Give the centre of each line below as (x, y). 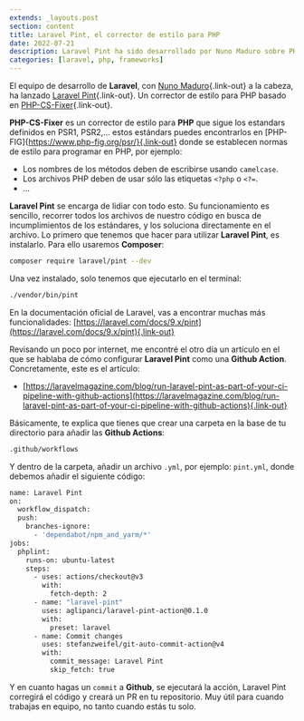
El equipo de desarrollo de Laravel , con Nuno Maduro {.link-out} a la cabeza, (152, 86)
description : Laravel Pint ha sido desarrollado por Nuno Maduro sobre (147, 52)
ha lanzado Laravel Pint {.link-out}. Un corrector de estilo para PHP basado (148, 95)
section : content (42, 26)
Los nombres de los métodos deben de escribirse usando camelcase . (150, 169)
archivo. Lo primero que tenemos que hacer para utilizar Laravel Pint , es (145, 235)
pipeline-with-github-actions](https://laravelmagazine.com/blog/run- (151, 395)
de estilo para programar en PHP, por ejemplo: (96, 151)
